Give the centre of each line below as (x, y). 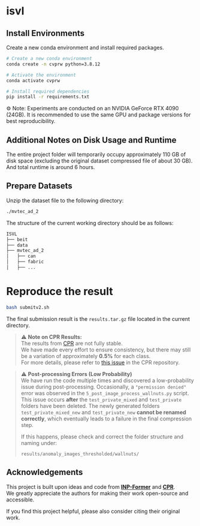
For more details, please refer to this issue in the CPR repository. (100, 362)
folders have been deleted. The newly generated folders (90, 405)
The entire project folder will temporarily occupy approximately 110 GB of (96, 155)
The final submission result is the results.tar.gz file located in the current (98, 318)
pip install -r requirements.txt (48, 97)
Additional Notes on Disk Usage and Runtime (91, 140)
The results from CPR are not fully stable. (72, 343)
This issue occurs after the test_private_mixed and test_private (101, 399)
